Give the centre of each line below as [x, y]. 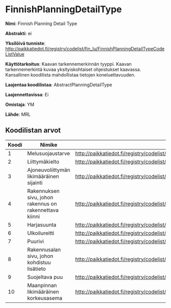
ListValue [15, 54]
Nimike [49, 145]
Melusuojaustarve [49, 153]
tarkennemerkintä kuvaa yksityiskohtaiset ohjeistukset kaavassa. [73, 69]
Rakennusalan [44, 249]
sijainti [35, 183]
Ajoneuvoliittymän [49, 170]
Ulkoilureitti [41, 233]
